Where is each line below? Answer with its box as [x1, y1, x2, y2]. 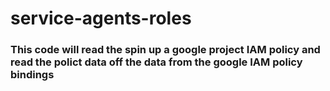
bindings [10, 68, 55, 82]
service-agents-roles [10, 7, 192, 30]
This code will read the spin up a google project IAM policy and [10, 43, 321, 57]
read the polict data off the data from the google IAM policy [10, 55, 303, 69]
